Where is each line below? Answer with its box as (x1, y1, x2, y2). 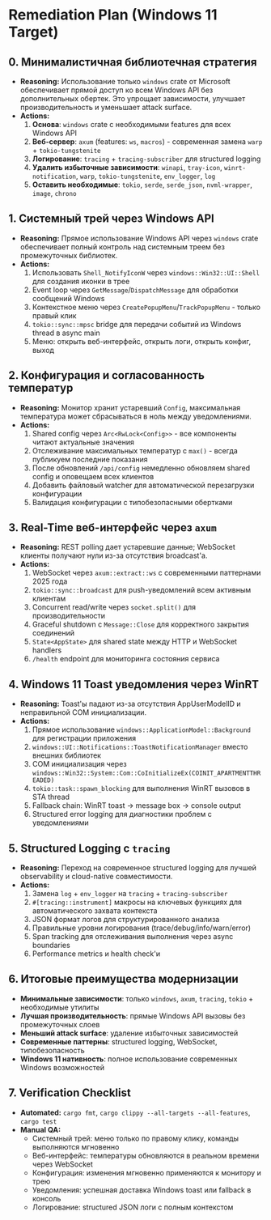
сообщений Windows (32, 293, 105, 303)
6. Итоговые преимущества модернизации (8, 972, 239, 986)
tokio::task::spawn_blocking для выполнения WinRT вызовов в (32, 784, 251, 793)
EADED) (32, 776, 55, 784)
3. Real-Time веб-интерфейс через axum (8, 521, 217, 535)
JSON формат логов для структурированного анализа (32, 915, 220, 925)
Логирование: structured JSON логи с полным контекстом (32, 1202, 234, 1212)
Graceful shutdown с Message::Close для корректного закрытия (32, 619, 249, 629)
